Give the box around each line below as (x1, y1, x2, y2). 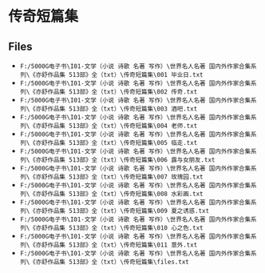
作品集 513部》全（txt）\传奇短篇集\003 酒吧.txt (47, 105, 198, 113)
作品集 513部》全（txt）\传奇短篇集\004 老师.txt (47, 122, 198, 130)
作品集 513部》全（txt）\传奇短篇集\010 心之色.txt (47, 224, 204, 232)
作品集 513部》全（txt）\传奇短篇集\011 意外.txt (47, 241, 198, 249)
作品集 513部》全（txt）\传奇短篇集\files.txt (47, 258, 189, 266)
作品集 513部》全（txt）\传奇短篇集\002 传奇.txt (47, 88, 198, 96)
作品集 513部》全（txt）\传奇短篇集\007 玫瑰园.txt (47, 173, 204, 181)
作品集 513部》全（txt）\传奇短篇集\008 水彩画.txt (47, 190, 204, 198)
